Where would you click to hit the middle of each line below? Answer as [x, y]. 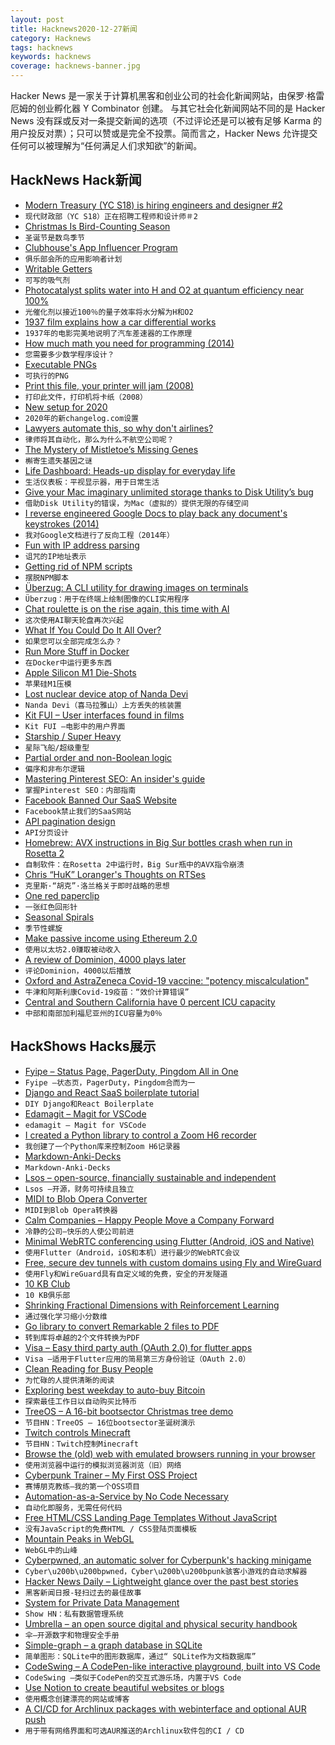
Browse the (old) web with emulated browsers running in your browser [170, 1453]
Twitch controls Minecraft [77, 1432]
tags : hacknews [42, 47]
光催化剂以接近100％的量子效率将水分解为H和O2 [109, 312]
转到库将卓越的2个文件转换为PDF [82, 1337]
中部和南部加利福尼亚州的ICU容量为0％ [93, 1013]
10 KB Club [47, 1283]
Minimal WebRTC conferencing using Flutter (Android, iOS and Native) [169, 1241]
